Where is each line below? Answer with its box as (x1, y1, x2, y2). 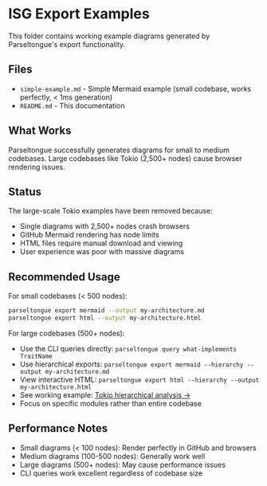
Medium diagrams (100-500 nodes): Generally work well (19, 451, 206, 461)
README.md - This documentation (19, 100, 125, 110)
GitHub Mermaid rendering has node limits (19, 230, 159, 240)
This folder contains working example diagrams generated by (8, 31, 210, 41)
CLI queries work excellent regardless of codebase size (19, 468, 203, 478)
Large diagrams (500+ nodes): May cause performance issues (19, 460, 226, 469)
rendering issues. (8, 162, 65, 171)
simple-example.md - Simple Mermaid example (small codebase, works (19, 84, 252, 93)
